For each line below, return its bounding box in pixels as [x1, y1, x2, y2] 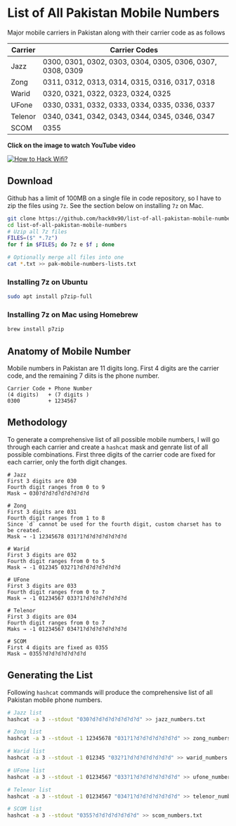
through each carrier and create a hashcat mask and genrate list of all [7, 443, 209, 451]
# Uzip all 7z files [7, 228, 68, 235]
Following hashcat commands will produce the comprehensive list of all [7, 688, 213, 696]
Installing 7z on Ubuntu [7, 277, 88, 287]
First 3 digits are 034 [7, 613, 77, 620]
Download [7, 175, 53, 187]
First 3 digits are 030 [7, 477, 77, 484]
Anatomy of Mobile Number [7, 345, 131, 357]
